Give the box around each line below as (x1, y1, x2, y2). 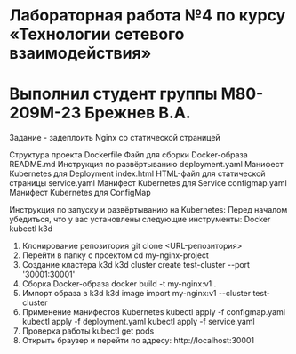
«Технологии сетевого (9, 24, 185, 44)
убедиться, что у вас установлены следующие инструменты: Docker (9, 214, 271, 225)
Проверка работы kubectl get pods (21, 326, 155, 336)
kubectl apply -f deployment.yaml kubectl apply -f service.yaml (21, 317, 255, 327)
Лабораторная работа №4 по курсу (9, 5, 286, 26)
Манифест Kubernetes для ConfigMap (9, 188, 151, 198)
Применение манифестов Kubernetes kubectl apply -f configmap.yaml (21, 307, 286, 318)
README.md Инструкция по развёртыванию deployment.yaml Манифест (9, 159, 284, 170)
